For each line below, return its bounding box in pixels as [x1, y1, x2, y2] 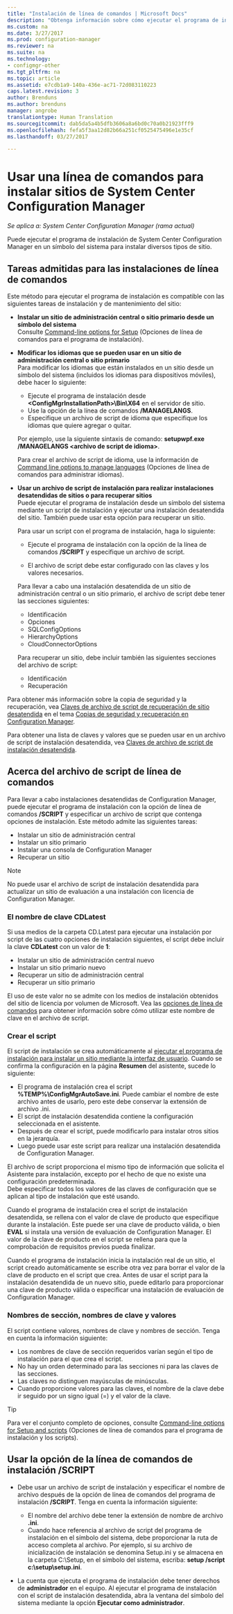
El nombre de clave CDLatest [7, 912, 106, 922]
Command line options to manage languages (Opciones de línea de [17, 463, 210, 471]
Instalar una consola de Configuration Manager [17, 845, 153, 854]
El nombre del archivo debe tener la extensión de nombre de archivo [27, 1511, 223, 1519]
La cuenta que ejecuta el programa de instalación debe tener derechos [17, 1576, 221, 1585]
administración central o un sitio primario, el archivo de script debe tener [17, 589, 225, 598]
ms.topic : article [7, 74, 60, 82]
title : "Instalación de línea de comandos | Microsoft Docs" [7, 10, 188, 17]
